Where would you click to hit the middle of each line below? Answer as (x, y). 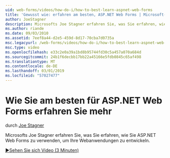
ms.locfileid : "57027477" (32, 76)
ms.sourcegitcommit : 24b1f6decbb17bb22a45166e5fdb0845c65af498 (73, 57)
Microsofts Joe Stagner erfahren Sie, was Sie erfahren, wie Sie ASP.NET (81, 135)
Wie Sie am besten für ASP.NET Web (84, 101)
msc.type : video (22, 47)
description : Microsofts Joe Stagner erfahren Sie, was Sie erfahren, (81, 24)
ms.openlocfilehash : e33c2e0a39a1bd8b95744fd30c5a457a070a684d (73, 52)
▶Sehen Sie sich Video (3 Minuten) (42, 150)
